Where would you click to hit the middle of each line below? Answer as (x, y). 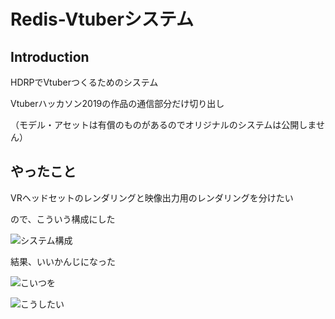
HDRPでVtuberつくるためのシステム (84, 82)
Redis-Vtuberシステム (102, 19)
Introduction (50, 56)
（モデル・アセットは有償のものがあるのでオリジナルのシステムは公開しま (163, 124)
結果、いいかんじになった (63, 261)
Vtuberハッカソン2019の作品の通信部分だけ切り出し (117, 103)
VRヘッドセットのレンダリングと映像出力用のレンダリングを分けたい (152, 197)
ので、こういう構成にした (63, 219)
